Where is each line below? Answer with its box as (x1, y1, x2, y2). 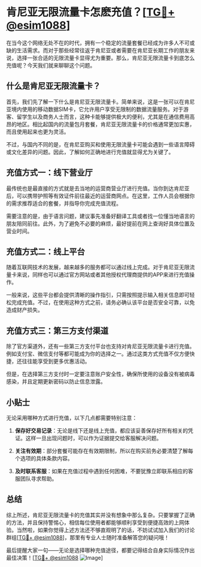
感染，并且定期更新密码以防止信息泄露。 (6, 378, 106, 385)
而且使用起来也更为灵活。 (6, 128, 69, 135)
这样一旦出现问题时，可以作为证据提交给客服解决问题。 (25, 434, 162, 442)
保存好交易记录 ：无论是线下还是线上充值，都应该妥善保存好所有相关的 (14, 427, 188, 434)
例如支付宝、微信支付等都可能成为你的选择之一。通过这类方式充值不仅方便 (6, 350, 190, 358)
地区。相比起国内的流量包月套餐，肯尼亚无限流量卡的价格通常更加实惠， (16, 121, 195, 128)
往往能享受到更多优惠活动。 (22, 358, 90, 365)
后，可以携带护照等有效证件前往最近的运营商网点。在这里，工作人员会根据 (6, 192, 190, 199)
